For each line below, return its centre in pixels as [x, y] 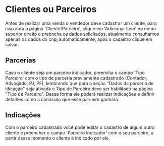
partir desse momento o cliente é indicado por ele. [58, 138]
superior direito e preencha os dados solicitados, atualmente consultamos [82, 34]
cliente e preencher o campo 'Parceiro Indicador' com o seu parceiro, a [79, 132]
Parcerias [21, 61]
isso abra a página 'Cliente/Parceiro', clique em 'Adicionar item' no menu [81, 28]
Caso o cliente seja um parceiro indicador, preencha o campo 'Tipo [75, 72]
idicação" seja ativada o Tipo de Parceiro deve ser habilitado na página [79, 89]
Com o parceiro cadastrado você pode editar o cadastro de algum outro [80, 127]
